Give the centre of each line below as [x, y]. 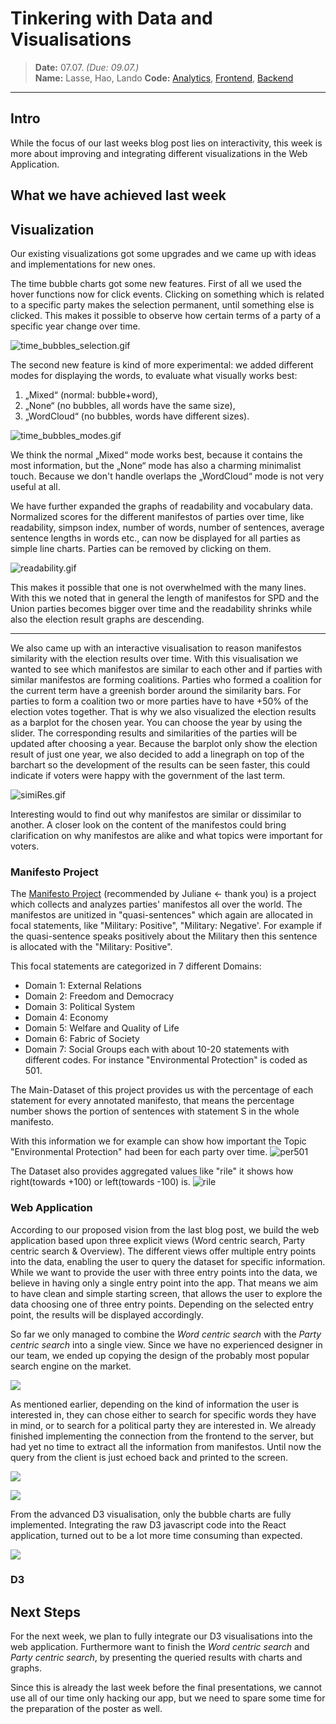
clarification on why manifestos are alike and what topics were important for [166, 835]
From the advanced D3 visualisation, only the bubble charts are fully [151, 1514]
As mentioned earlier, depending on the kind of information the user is [155, 1404]
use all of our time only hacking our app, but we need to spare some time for [168, 1698]
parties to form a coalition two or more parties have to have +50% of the [159, 701]
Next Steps [45, 1612]
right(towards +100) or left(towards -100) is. [100, 1182]
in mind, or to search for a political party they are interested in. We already [163, 1425]
